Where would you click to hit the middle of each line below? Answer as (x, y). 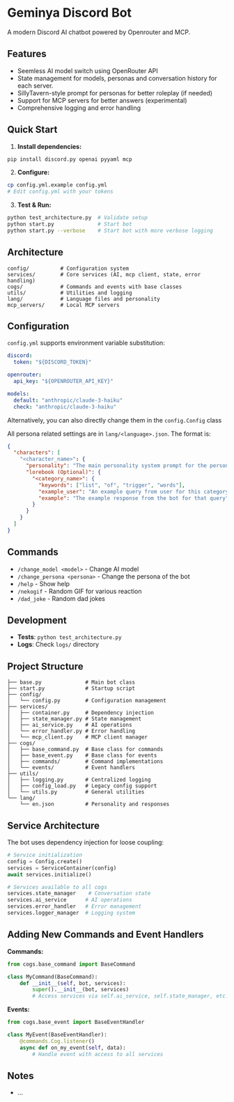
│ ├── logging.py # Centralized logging (79, 780)
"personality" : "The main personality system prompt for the (116, 466)
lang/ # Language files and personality (84, 299)
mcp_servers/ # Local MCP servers (63, 305)
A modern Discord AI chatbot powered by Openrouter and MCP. (99, 32)
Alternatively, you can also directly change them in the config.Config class (115, 420)
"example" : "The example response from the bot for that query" (133, 498)
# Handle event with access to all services (98, 1054)
